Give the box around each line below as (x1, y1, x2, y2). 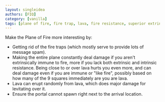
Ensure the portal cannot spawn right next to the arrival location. (12, 91, 143, 97)
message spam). (12, 49, 46, 55)
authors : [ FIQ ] (5, 12, 36, 17)
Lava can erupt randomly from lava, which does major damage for (12, 81, 146, 87)
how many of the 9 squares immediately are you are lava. (12, 75, 129, 81)
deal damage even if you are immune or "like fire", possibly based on (12, 70, 152, 76)
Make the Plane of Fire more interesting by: (5, 34, 92, 40)
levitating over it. (12, 86, 46, 92)
